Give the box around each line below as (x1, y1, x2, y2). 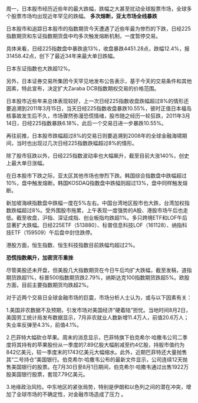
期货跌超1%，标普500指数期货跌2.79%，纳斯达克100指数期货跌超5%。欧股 (6, 274, 190, 281)
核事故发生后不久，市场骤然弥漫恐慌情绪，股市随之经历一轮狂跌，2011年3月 (6, 112, 190, 119)
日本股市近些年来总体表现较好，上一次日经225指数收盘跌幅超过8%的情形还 (6, 97, 189, 105)
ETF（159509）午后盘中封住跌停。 (11, 229, 96, 236)
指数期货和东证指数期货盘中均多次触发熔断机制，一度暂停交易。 (6, 32, 161, 40)
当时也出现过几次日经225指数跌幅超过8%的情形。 (16, 139, 137, 147)
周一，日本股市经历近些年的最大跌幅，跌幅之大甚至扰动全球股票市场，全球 (6, 5, 187, 12)
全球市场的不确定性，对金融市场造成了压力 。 (16, 391, 127, 398)
